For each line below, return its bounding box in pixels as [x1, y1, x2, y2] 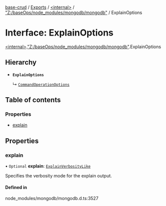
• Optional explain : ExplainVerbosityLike [5, 163, 91, 169]
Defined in [5, 184, 27, 190]
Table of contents [5, 96, 61, 104]
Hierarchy [5, 58, 37, 67]
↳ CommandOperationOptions [12, 81, 70, 87]
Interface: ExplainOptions [5, 27, 114, 39]
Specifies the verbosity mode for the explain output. [5, 173, 112, 179]
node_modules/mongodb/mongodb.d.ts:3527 [5, 195, 99, 201]
